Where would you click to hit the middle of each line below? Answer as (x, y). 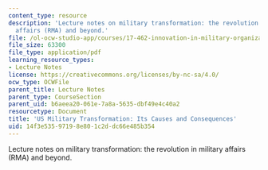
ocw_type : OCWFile (39, 82)
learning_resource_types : (51, 60)
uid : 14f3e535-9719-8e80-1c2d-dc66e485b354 (82, 126)
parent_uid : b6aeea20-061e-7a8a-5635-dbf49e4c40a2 (94, 104)
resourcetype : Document (48, 112)
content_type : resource (48, 15)
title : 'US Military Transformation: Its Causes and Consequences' (123, 119)
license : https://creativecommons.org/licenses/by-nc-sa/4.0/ (114, 75)
